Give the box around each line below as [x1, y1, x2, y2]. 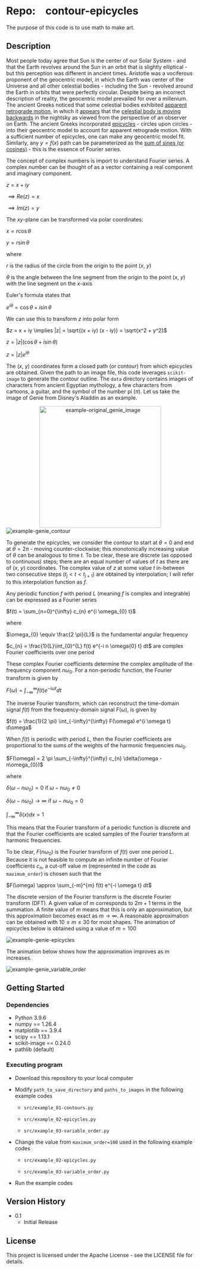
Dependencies [6, 1000, 49, 1009]
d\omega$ [6, 724, 32, 731]
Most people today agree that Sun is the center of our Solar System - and [6, 57, 186, 64]
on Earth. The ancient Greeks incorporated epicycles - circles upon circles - [6, 120, 192, 127]
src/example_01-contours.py [23, 1104, 93, 1111]
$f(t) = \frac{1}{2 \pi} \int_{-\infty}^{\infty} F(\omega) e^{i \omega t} [6, 717, 171, 725]
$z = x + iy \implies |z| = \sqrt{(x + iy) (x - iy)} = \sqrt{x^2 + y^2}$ [6, 327, 168, 334]
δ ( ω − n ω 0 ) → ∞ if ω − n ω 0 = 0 [6, 797, 83, 806]
